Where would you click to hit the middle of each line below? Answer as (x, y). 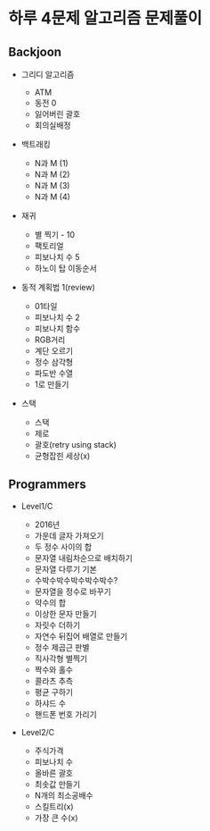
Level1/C (37, 506)
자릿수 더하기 (57, 625)
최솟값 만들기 (57, 784)
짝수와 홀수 (53, 669)
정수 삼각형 (53, 362)
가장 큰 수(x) (56, 818)
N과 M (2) (52, 174)
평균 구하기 (53, 692)
